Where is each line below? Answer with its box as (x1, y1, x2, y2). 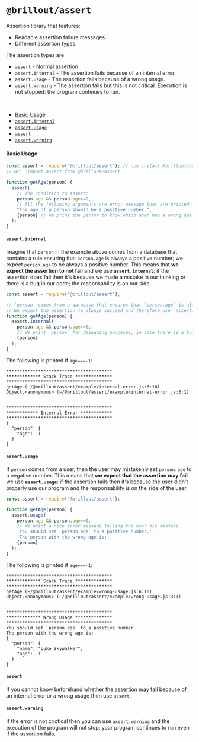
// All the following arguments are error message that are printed (17, 201, 190, 208)
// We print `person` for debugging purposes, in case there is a (17, 330, 184, 336)
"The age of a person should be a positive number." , (17, 207, 152, 213)
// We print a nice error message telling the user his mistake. (17, 523, 182, 529)
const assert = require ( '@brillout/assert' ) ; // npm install (6, 163, 161, 169)
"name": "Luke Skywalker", (17, 645, 84, 651)
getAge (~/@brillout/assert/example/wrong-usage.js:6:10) (6, 588, 152, 594)
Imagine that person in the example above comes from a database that (6, 248, 178, 255)
